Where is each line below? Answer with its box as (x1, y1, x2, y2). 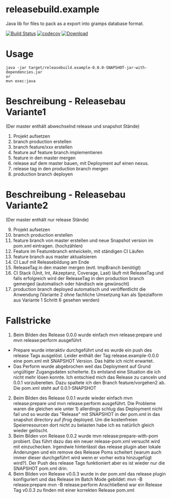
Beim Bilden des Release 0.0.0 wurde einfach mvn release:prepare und (13, 332, 162, 338)
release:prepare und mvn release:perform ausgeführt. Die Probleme (13, 400, 156, 406)
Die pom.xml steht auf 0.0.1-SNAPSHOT (13, 385, 97, 391)
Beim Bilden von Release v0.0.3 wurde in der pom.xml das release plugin (13, 470, 166, 477)
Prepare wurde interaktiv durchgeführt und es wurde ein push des (13, 347, 152, 353)
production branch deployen (13, 171, 73, 177)
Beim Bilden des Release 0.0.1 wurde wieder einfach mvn (13, 394, 133, 401)
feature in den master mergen (13, 155, 76, 161)
